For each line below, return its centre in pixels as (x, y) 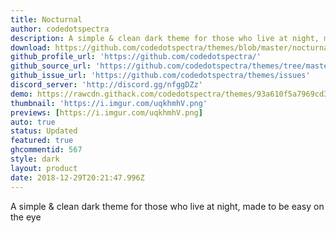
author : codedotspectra (60, 29)
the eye (26, 217)
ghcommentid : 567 (46, 150)
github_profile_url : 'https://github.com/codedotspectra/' (136, 57)
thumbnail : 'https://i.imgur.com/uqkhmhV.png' (109, 103)
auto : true (33, 122)
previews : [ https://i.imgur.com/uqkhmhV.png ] (106, 112)
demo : (21, 94)
